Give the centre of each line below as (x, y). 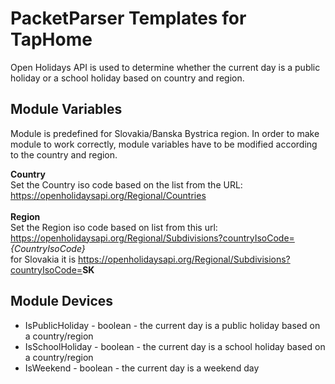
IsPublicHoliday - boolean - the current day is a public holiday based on (172, 325)
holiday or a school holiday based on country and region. (127, 78)
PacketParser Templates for (128, 18)
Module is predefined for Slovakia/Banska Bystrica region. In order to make (165, 133)
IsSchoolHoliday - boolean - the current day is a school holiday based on (175, 346)
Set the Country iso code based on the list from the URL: (126, 184)
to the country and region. (64, 154)
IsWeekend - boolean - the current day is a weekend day (142, 368)
